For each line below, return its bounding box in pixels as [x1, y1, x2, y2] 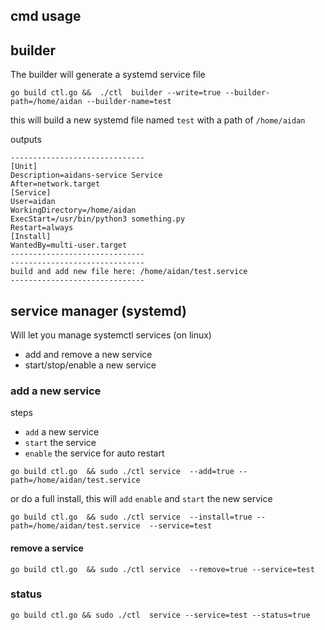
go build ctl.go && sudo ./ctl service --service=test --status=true [10, 610, 311, 620]
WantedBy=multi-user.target [10, 240, 128, 251]
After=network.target [10, 179, 101, 189]
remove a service [10, 542, 84, 554]
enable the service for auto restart [24, 447, 165, 459]
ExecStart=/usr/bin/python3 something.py [10, 214, 186, 224]
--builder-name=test [86, 97, 172, 107]
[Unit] [10, 162, 38, 172]
